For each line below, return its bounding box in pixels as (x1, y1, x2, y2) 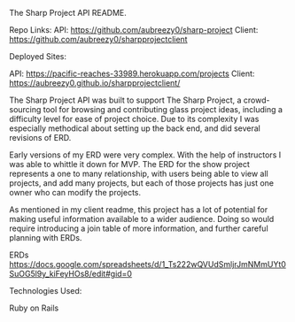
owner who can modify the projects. (9, 188, 142, 197)
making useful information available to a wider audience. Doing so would (9, 214, 275, 224)
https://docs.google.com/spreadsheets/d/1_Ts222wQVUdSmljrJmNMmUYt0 (9, 259, 286, 269)
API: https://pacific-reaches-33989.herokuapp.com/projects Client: (9, 68, 255, 79)
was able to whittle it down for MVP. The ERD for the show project (9, 159, 251, 169)
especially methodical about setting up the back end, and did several (9, 123, 261, 134)
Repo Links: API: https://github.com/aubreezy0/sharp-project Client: (9, 25, 259, 34)
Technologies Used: (9, 286, 82, 295)
